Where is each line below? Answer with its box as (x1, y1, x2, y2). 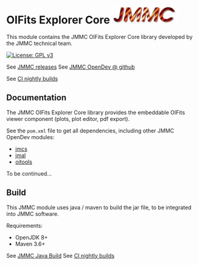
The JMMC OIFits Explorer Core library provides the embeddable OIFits (6, 109, 186, 116)
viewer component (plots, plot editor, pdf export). (6, 115, 130, 122)
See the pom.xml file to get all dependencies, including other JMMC (6, 127, 175, 134)
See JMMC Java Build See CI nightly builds (6, 252, 114, 259)
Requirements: (6, 222, 43, 229)
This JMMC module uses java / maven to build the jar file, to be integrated (6, 204, 192, 211)
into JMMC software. (6, 210, 59, 218)
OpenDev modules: (6, 133, 55, 140)
